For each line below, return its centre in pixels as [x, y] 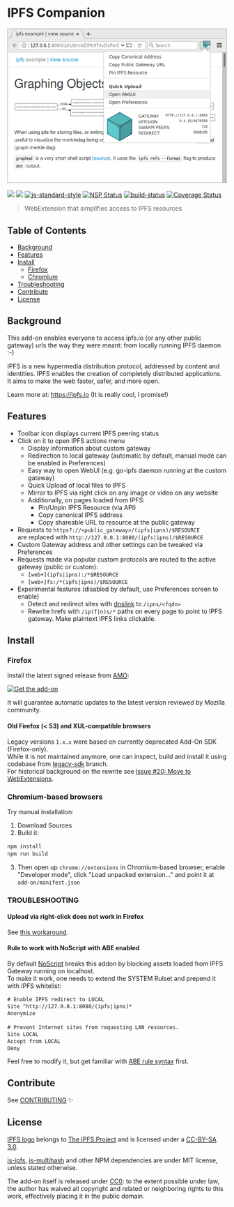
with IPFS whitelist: [34, 986]
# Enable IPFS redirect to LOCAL [56, 999]
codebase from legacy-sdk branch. [58, 764]
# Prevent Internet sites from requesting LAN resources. [93, 1027]
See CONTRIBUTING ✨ [40, 1100]
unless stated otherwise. [42, 1167]
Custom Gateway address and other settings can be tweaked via [110, 544]
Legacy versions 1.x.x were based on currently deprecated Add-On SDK [112, 742]
